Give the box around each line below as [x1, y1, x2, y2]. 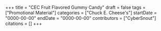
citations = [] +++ [5, 20, 42, 26]
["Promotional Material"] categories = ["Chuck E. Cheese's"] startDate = [5, 10, 157, 16]
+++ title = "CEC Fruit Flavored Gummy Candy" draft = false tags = [5, 5, 146, 10]
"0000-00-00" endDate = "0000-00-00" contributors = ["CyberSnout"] [5, 15, 156, 21]
